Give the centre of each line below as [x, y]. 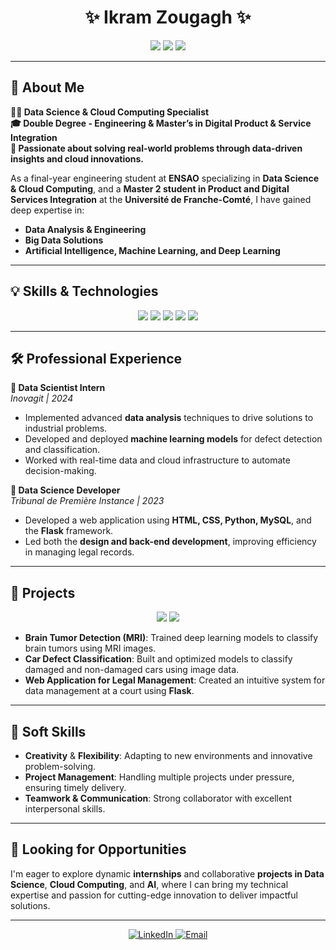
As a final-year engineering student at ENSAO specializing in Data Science [165, 178]
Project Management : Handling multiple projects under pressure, [159, 777]
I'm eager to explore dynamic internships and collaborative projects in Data [167, 873]
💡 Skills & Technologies [84, 291]
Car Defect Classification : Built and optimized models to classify [158, 659]
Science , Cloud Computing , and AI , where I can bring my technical [149, 884]
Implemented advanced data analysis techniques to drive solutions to [169, 418]
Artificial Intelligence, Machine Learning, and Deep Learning [152, 250]
